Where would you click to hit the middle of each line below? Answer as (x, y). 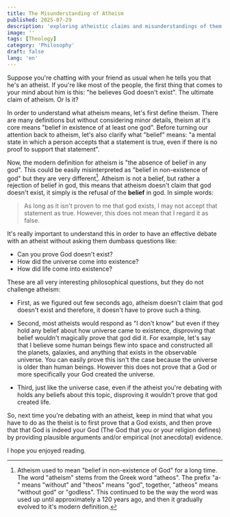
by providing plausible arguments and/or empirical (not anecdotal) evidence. (115, 437)
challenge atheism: (34, 289)
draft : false (26, 52)
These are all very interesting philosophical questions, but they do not (105, 282)
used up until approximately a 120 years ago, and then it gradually (110, 500)
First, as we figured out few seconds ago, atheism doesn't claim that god (120, 303)
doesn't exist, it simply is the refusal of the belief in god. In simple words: (110, 193)
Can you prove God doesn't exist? (65, 254)
